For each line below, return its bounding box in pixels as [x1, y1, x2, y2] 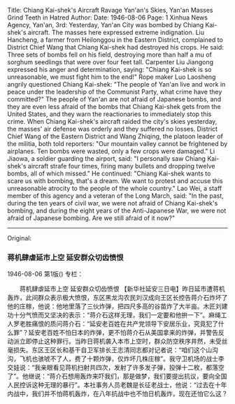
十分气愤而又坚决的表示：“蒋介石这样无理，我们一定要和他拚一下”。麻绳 [13, 311, 222, 319]
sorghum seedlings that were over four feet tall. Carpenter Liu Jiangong [7, 58, 214, 66]
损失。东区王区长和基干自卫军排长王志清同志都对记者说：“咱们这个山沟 [13, 346, 219, 354]
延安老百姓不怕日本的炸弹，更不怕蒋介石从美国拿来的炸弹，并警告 [28, 329, 219, 337]
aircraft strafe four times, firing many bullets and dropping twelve [27, 162, 215, 170]
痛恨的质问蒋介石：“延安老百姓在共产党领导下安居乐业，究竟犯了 [31, 319, 219, 328]
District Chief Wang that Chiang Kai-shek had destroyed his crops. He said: [7, 43, 224, 51]
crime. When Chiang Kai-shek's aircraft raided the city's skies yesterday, [7, 117, 218, 125]
